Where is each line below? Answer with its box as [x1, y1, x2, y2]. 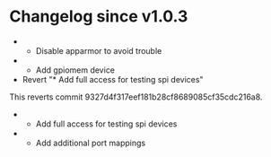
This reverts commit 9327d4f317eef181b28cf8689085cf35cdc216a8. [9, 92, 263, 102]
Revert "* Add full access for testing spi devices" [22, 74, 204, 84]
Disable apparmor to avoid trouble [35, 45, 162, 56]
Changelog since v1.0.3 [9, 6, 188, 27]
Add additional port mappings [35, 137, 146, 148]
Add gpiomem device [35, 65, 115, 75]
